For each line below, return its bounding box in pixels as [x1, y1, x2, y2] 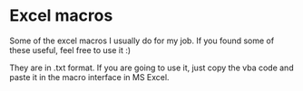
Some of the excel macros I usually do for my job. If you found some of [9, 35, 275, 46]
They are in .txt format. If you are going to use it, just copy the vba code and [9, 62, 294, 73]
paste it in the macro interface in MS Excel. [9, 71, 170, 82]
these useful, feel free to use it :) [9, 44, 132, 55]
